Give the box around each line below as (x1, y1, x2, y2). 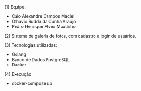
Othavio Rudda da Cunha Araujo (11, 19, 76, 24)
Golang (11, 52, 26, 57)
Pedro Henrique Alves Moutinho (11, 24, 76, 29)
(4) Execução (4, 71, 31, 77)
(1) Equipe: (4, 4, 26, 10)
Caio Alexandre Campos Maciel (11, 13, 75, 19)
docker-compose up (11, 80, 53, 86)
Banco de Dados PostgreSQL (11, 57, 70, 62)
